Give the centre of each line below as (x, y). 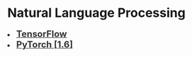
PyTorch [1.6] (45, 44)
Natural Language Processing (96, 13)
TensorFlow (42, 34)
